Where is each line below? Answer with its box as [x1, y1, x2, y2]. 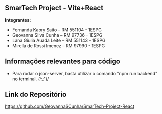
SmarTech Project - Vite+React [5, 4, 104, 12]
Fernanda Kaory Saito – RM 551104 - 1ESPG [12, 27, 102, 33]
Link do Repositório [5, 90, 67, 99]
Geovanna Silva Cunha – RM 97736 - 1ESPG [12, 32, 103, 38]
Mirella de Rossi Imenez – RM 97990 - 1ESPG [12, 42, 105, 49]
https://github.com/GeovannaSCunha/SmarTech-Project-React [5, 103, 135, 109]
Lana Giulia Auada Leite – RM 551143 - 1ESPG [12, 37, 106, 43]
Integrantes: [5, 17, 31, 23]
